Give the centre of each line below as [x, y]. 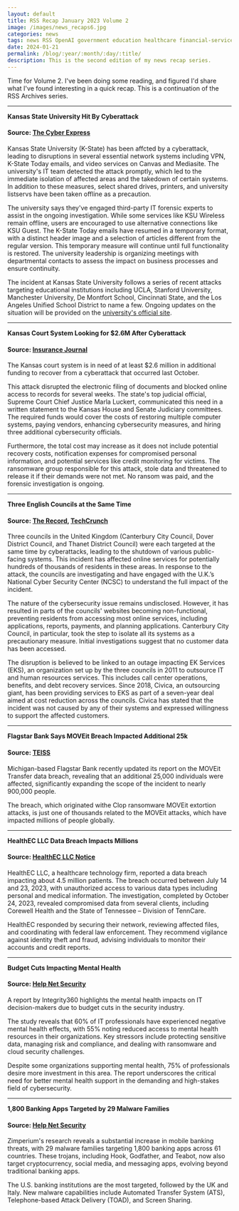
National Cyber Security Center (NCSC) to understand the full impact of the [118, 582]
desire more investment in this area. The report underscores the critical [112, 1073]
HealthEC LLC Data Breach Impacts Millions [73, 840]
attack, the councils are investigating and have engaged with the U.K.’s [111, 574]
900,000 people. [32, 791]
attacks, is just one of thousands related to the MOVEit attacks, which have [117, 812]
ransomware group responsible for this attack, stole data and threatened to [117, 469]
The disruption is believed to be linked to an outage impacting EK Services [116, 663]
